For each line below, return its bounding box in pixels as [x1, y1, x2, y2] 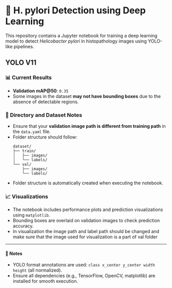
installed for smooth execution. [12, 278, 78, 284]
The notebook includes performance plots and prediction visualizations [12, 206, 163, 213]
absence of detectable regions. [12, 99, 79, 105]
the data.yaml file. [12, 128, 51, 135]
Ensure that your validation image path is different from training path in [12, 123, 166, 129]
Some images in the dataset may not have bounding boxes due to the [12, 93, 161, 99]
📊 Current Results [5, 74, 52, 81]
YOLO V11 [5, 59, 37, 67]
